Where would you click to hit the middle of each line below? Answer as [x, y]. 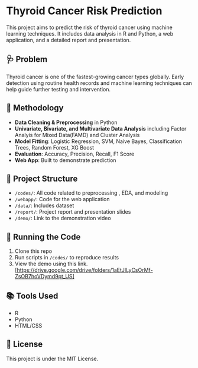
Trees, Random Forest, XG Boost [54, 147]
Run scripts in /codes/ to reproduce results [67, 258]
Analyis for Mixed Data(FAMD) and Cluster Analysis [77, 135]
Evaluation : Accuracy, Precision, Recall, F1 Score [74, 154]
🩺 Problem [27, 60]
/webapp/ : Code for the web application [62, 199]
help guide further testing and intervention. [59, 89]
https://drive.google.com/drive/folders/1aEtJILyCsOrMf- [85, 270]
